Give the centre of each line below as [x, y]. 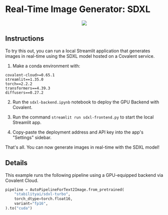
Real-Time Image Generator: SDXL [78, 9]
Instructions [25, 39]
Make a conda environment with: [46, 66]
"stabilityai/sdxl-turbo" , [42, 194]
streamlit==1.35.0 [24, 79]
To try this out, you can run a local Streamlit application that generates [78, 51]
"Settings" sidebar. [32, 137]
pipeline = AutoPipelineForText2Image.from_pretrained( [65, 189]
